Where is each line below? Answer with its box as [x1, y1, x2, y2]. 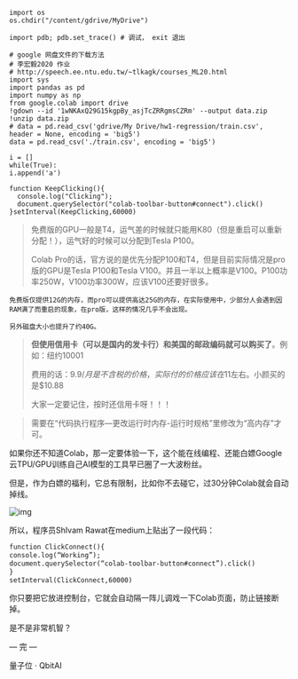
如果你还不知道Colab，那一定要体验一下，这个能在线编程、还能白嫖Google [9, 448, 282, 458]
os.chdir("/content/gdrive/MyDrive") [9, 16, 149, 25]
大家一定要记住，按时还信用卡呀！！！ [30, 399, 171, 409]
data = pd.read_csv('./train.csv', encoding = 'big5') [9, 138, 216, 146]
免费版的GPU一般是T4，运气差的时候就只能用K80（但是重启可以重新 [30, 225, 282, 234]
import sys [9, 75, 50, 84]
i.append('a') [9, 169, 62, 178]
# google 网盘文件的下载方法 [9, 51, 105, 59]
